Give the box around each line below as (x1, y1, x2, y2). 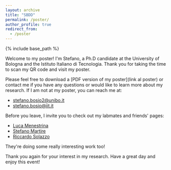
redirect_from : (5, 27, 38, 32)
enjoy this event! (5, 159, 40, 165)
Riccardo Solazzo (12, 134, 50, 139)
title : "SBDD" (5, 12, 36, 17)
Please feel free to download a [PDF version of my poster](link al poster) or (5, 77, 164, 82)
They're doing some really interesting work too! (5, 143, 105, 149)
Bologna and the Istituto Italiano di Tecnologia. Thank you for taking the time (5, 61, 166, 67)
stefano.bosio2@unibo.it (12, 97, 65, 103)
